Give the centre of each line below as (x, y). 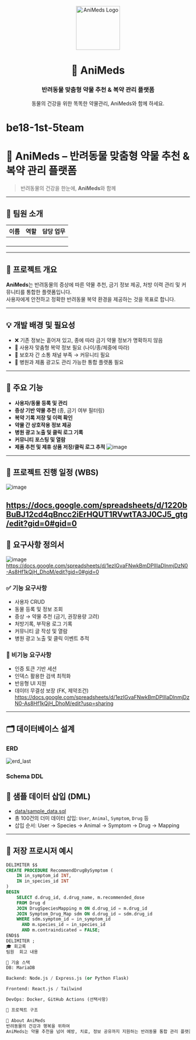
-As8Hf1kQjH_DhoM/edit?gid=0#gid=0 (52, 572)
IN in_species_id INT (43, 881)
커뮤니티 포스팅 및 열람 (40, 439)
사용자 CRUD (30, 602)
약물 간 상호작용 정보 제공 (43, 425)
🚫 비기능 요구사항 (29, 655)
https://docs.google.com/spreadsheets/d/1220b (97, 505)
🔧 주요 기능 (25, 388)
